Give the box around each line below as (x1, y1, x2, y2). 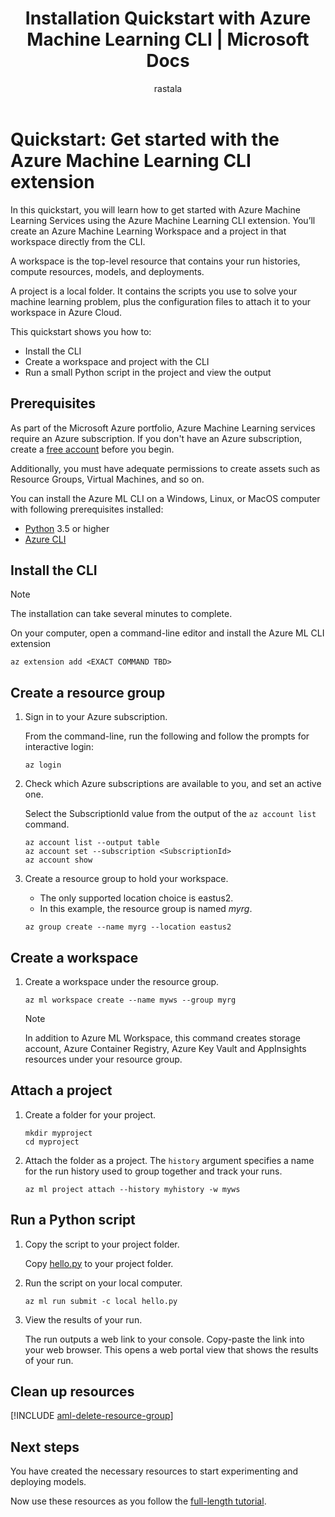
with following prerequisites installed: (10, 503, 164, 515)
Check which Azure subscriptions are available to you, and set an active (24, 778, 322, 790)
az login (24, 760, 62, 771)
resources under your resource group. (24, 1053, 183, 1065)
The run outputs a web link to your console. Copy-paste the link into (24, 1333, 305, 1345)
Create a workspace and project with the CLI (24, 355, 210, 367)
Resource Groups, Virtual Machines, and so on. (10, 473, 205, 485)
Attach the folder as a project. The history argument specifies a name (24, 1154, 315, 1166)
